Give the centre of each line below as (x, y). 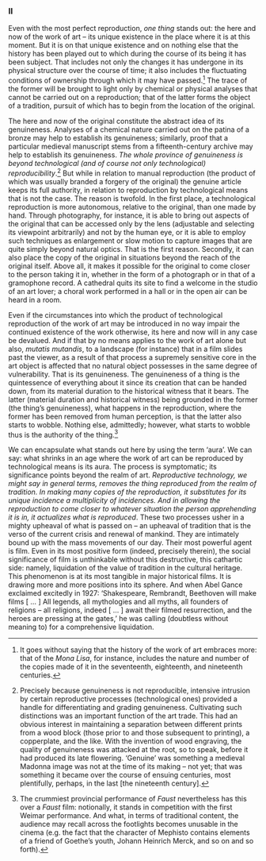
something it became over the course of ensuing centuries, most (125, 775)
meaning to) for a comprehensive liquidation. (81, 627)
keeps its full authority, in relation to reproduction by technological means (128, 190)
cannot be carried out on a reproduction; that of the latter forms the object (129, 97)
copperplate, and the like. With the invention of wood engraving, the (131, 741)
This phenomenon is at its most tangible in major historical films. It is (120, 577)
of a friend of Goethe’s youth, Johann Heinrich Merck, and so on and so (137, 841)
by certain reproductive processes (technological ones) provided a (128, 699)
